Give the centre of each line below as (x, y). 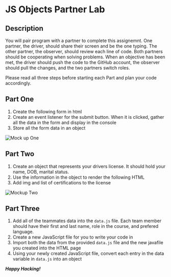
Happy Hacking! (23, 269)
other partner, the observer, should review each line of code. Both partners (84, 51)
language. (23, 232)
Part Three (22, 209)
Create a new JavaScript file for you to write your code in (73, 237)
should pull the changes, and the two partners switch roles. (68, 68)
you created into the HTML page (47, 248)
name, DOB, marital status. (41, 172)
